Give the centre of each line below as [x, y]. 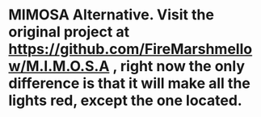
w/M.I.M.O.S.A [59, 67]
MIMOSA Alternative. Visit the [111, 15]
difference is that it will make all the [129, 84]
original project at [69, 32]
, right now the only [179, 67]
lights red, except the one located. [125, 100]
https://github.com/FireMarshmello [130, 49]
